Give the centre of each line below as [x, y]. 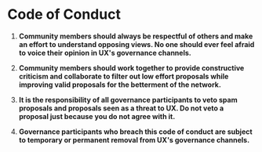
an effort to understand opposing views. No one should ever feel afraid [136, 44]
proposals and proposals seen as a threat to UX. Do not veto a [121, 108]
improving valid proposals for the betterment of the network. [120, 85]
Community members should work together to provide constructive [131, 67]
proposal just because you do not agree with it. [97, 116]
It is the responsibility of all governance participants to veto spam [128, 100]
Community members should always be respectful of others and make [136, 36]
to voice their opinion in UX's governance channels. [105, 52]
